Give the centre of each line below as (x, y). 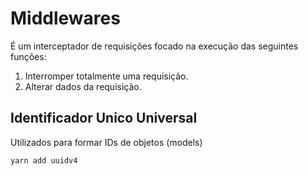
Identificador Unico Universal (104, 118)
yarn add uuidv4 (44, 160)
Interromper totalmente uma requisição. (106, 76)
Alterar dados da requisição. (83, 86)
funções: (28, 56)
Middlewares (65, 18)
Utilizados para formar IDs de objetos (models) (106, 142)
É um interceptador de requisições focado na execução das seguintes (154, 46)
